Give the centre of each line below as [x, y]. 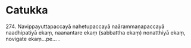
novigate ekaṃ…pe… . [33, 39]
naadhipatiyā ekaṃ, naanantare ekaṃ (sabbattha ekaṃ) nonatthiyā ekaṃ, [95, 32]
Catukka [27, 10]
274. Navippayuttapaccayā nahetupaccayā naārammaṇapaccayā [85, 26]
